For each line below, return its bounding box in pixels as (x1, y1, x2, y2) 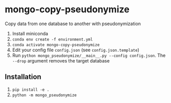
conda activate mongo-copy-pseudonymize (12, 42, 100, 47)
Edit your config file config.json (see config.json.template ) (12, 47, 139, 53)
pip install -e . (12, 87, 50, 92)
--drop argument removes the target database (12, 57, 110, 64)
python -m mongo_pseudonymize (12, 92, 77, 98)
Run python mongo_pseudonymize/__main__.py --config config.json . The (12, 52, 166, 58)
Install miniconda (12, 30, 48, 36)
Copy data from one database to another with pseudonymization (5, 20, 141, 27)
